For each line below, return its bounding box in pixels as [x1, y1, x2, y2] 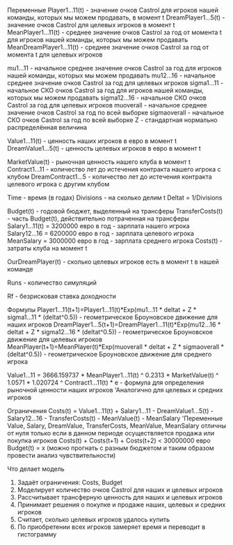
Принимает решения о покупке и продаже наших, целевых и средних [17, 500, 226, 509]
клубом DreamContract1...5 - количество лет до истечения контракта [7, 172, 212, 181]
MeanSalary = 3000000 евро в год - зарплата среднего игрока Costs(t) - [7, 237, 223, 245]
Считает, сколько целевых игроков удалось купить [17, 516, 170, 523]
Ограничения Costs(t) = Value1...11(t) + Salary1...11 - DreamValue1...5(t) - [7, 407, 214, 415]
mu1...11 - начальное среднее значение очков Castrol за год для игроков [7, 64, 222, 72]
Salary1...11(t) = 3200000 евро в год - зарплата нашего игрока [7, 222, 190, 230]
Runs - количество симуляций [7, 278, 97, 287]
